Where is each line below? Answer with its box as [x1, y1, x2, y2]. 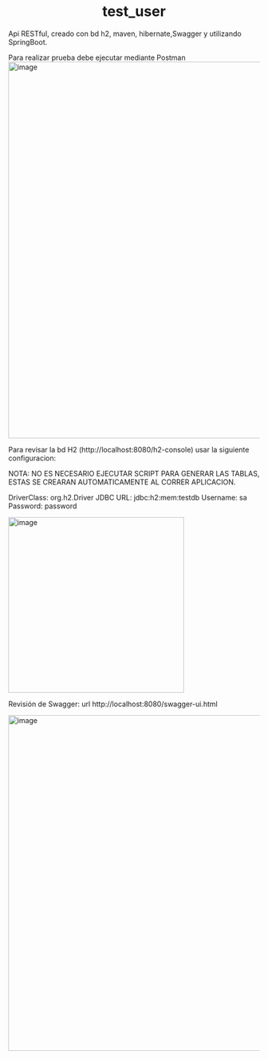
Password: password [8, 501, 77, 511]
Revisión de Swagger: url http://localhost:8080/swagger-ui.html [8, 699, 218, 709]
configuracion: [8, 453, 57, 463]
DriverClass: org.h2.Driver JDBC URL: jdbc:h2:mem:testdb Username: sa [8, 492, 247, 502]
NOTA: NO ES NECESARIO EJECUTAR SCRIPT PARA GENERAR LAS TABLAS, [8, 468, 260, 478]
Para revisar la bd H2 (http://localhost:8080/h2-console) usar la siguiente [8, 445, 250, 454]
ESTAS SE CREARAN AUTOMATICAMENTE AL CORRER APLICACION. [8, 477, 236, 487]
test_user [102, 2, 166, 21]
